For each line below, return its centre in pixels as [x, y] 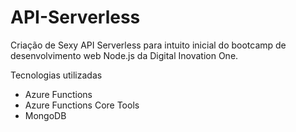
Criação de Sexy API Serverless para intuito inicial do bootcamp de [148, 45]
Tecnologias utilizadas [56, 75]
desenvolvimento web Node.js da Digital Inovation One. [124, 55]
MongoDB [45, 115]
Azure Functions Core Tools [82, 105]
